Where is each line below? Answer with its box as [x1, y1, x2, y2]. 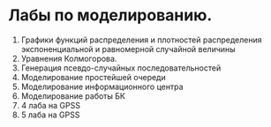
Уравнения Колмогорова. [20, 53, 117, 63]
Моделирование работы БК [20, 90, 125, 101]
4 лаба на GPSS [20, 100, 81, 110]
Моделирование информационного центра [20, 81, 184, 92]
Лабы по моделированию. [8, 5, 213, 26]
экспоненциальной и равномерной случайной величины [20, 43, 236, 54]
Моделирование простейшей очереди [20, 71, 166, 82]
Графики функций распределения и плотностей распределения [20, 34, 262, 45]
